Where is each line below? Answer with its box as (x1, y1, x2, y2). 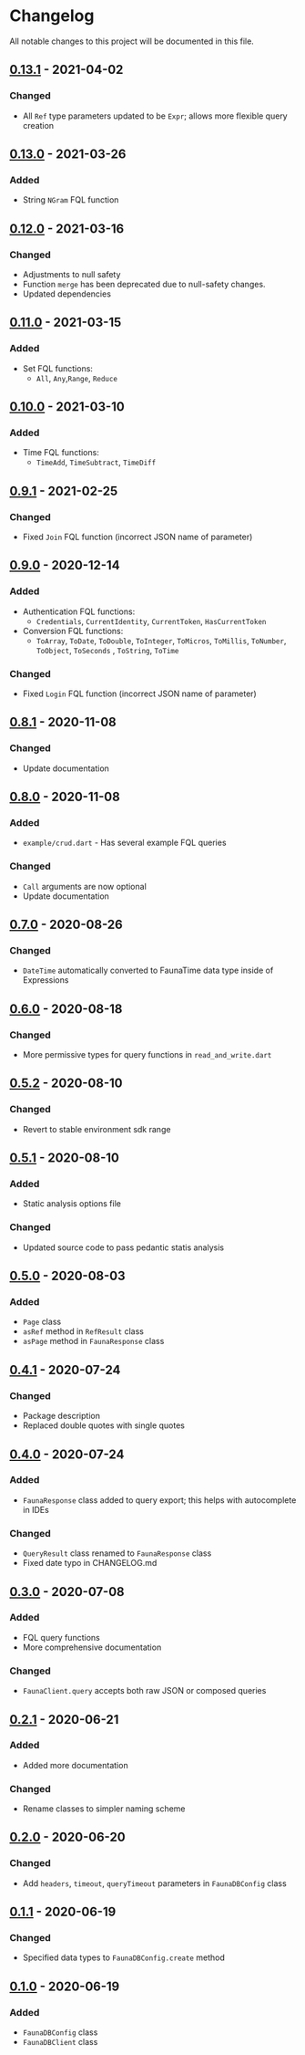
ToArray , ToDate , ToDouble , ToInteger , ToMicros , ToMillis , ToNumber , (36, 635, 287, 646)
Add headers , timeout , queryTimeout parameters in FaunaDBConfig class (22, 1877, 287, 1889)
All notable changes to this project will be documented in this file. (9, 36, 255, 47)
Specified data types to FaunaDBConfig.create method (22, 1952, 225, 1963)
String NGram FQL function (22, 194, 119, 205)
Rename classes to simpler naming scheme (22, 1803, 186, 1814)
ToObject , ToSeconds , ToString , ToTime (36, 644, 179, 655)
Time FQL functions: (22, 447, 100, 458)
